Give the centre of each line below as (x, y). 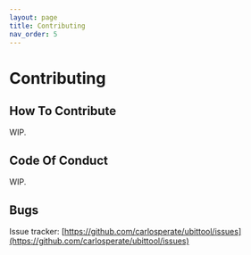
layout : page (33, 17)
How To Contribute (63, 111)
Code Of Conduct (59, 160)
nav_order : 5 (33, 34)
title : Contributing (48, 26)
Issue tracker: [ (37, 231)
